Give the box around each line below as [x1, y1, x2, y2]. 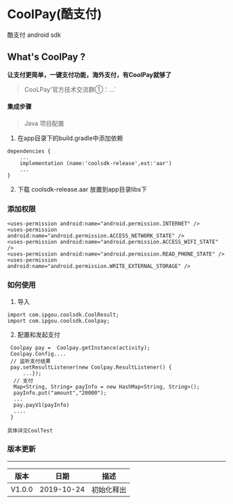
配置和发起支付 [17, 330, 60, 339]
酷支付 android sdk [7, 31, 61, 39]
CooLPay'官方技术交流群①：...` [24, 85, 116, 94]
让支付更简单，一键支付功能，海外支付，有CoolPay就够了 [7, 70, 172, 78]
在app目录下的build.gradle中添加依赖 [17, 133, 123, 142]
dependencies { [7, 147, 51, 155]
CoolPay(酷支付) [7, 6, 103, 22]
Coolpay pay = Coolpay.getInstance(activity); [10, 344, 150, 351]
